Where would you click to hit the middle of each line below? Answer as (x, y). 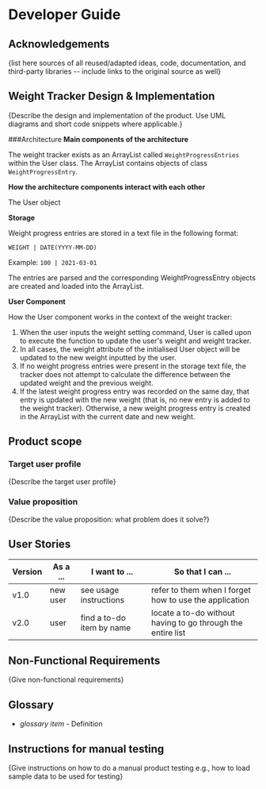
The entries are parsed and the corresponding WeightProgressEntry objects (132, 277)
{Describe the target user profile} (62, 481)
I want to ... (112, 572)
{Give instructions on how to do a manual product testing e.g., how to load (129, 768)
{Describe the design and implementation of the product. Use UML (117, 115)
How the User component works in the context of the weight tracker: (120, 317)
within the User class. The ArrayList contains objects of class (108, 163)
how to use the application (200, 599)
